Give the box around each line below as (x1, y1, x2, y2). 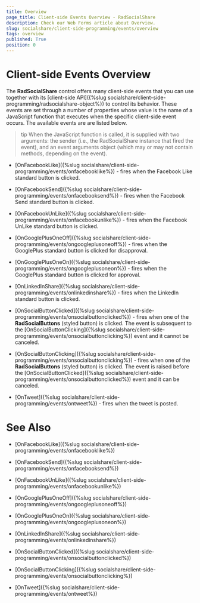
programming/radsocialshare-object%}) (6, 100, 104, 107)
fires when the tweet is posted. (102, 399, 179, 407)
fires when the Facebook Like (120, 168, 193, 175)
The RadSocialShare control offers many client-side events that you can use (6, 87, 194, 94)
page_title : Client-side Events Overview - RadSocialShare (6, 14, 156, 20)
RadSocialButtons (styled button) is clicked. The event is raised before (14, 362, 189, 370)
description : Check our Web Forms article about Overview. (6, 20, 156, 26)
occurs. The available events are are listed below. (6, 119, 127, 126)
